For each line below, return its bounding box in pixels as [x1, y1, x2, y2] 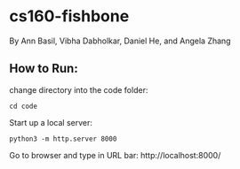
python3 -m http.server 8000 [9, 134, 117, 143]
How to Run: [9, 61, 78, 76]
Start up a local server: [9, 117, 93, 127]
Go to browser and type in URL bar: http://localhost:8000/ [9, 150, 221, 160]
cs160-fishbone [9, 6, 130, 27]
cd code [9, 102, 38, 111]
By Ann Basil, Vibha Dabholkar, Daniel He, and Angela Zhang [9, 35, 231, 46]
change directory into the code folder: [9, 84, 148, 95]
